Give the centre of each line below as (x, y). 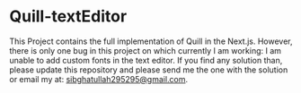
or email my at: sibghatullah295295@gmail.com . (99, 79)
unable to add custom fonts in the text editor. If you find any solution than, (146, 60)
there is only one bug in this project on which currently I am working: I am (145, 50)
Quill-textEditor (68, 17)
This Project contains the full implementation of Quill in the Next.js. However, (151, 41)
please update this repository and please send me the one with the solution (149, 70)
